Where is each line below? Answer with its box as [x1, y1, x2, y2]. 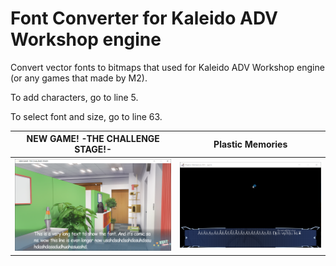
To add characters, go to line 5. [10, 91, 139, 103]
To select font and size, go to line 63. [10, 110, 163, 122]
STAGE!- [74, 143, 113, 156]
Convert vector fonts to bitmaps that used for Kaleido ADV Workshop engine [10, 61, 325, 73]
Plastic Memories [213, 138, 288, 150]
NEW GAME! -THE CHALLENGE [26, 133, 160, 145]
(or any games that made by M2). [10, 72, 148, 84]
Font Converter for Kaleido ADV [10, 7, 278, 30]
